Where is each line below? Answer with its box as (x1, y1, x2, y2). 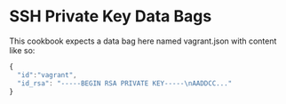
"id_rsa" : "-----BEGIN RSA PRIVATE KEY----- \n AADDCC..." (17, 78, 233, 88)
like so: (9, 44, 36, 55)
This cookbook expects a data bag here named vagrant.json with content (9, 36, 277, 46)
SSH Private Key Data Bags (9, 6, 212, 27)
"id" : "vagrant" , (17, 70, 77, 79)
